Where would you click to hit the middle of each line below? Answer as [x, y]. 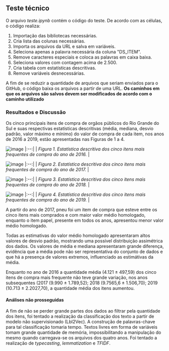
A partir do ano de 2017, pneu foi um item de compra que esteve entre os [81, 210]
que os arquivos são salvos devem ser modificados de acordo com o [79, 93]
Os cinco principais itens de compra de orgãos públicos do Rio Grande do [82, 123]
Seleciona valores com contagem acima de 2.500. [65, 62]
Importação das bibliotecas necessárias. [55, 35]
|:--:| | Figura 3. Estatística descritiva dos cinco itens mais [85, 179]
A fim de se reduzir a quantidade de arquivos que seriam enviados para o [82, 83]
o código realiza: [23, 26]
